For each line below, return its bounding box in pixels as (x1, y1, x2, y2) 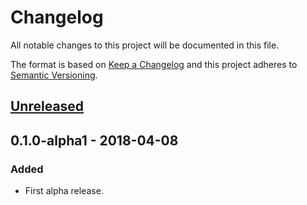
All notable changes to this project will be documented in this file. (10, 39, 280, 51)
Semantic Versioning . (10, 69, 98, 81)
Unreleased (10, 98, 85, 115)
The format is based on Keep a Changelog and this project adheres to (10, 58, 298, 70)
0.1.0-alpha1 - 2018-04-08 (10, 132, 179, 149)
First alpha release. (24, 185, 104, 197)
